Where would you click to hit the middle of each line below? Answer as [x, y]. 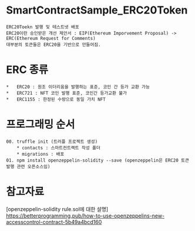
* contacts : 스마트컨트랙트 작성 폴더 [59, 148]
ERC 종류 [27, 70]
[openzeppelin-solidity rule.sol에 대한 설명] [57, 209]
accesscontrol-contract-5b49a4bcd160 [54, 222]
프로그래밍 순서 [41, 125]
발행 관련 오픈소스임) [28, 166]
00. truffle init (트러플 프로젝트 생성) [52, 142]
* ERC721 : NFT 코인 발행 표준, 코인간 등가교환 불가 [67, 93]
